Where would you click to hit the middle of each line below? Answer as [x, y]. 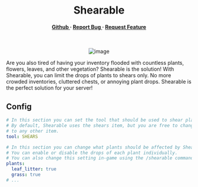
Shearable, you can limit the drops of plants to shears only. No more [89, 76]
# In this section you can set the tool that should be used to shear [95, 120]
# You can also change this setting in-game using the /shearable [89, 158]
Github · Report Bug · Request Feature [99, 27]
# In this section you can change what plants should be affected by [93, 147]
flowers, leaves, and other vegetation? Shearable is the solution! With [90, 69]
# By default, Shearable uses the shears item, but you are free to [92, 126]
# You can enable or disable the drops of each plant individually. [92, 153]
